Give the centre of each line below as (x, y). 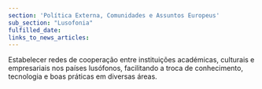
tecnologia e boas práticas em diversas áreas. (83, 76)
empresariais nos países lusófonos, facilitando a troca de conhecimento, (126, 69)
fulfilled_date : (35, 30)
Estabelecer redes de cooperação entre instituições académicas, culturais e (131, 60)
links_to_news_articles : (49, 37)
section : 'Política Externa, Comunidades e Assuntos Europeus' (114, 15)
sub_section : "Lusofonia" (50, 23)
